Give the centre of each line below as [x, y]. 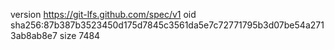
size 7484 [80, 35]
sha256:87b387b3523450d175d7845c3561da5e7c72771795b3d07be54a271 [167, 25]
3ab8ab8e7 [34, 35]
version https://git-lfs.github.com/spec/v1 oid [103, 14]
